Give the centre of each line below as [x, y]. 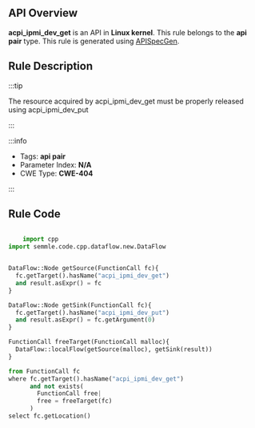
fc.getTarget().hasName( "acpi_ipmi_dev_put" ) [93, 313]
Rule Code [35, 214]
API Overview [43, 13]
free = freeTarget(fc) [75, 401]
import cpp [41, 240]
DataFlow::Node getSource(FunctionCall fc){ [84, 269]
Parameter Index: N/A [56, 164]
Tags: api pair [43, 156]
